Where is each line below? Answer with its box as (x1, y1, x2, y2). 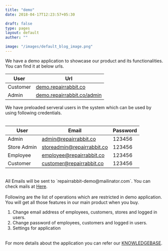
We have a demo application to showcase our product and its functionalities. (5, 58, 163, 64)
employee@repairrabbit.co (42, 151, 105, 158)
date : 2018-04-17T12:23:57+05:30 (5, 12, 75, 17)
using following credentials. (5, 110, 62, 116)
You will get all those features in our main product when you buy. (5, 199, 139, 205)
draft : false (5, 21, 33, 26)
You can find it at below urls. (5, 63, 64, 69)
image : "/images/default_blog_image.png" (5, 44, 93, 49)
